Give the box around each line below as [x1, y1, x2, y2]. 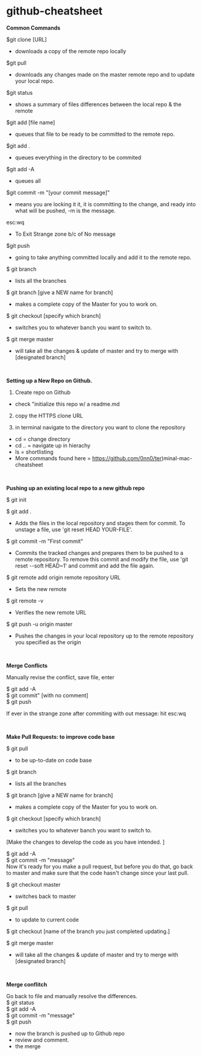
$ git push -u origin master [6, 620, 73, 628]
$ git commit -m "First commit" [6, 537, 83, 545]
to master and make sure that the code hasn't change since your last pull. [6, 869, 189, 876]
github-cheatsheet [6, 4, 103, 18]
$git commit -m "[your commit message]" [6, 189, 110, 196]
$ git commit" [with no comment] [6, 692, 89, 699]
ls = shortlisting [14, 448, 54, 455]
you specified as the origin [14, 638, 81, 646]
